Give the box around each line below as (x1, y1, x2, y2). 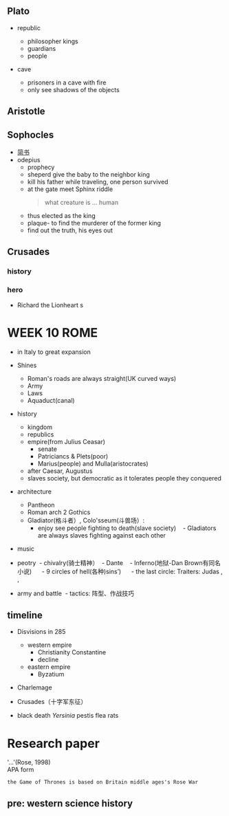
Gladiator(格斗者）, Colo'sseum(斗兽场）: (27, 516, 145, 525)
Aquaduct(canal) (27, 396, 75, 404)
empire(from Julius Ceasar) (27, 437, 105, 445)
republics (27, 430, 54, 439)
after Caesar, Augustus (27, 467, 93, 475)
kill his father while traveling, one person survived (27, 178, 168, 186)
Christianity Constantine (37, 648, 107, 657)
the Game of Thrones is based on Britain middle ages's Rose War (7, 779, 198, 786)
